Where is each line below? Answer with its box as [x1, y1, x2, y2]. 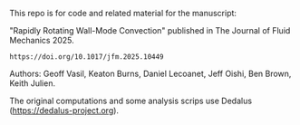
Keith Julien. [9, 78, 56, 89]
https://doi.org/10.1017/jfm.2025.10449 [9, 53, 165, 62]
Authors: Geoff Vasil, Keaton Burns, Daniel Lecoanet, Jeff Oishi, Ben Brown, [9, 68, 292, 79]
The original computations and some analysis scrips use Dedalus [9, 95, 252, 106]
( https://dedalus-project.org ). [9, 105, 120, 116]
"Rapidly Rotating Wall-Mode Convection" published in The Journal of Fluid [9, 25, 291, 35]
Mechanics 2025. [9, 35, 74, 45]
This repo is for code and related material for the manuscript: [9, 8, 237, 18]
